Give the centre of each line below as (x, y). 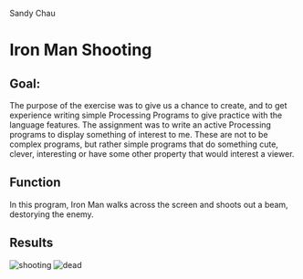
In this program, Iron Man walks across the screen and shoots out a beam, (149, 204)
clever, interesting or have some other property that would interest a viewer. (152, 154)
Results (31, 243)
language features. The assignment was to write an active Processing (141, 125)
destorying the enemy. (52, 214)
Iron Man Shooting (81, 50)
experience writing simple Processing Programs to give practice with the (146, 115)
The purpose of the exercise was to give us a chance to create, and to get (148, 105)
